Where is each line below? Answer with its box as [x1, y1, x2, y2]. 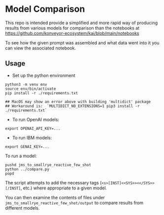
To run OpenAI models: [12, 116, 60, 122]
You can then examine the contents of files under [5, 194, 105, 200]
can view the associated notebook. [5, 45, 76, 51]
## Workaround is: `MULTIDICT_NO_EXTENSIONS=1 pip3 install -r [5, 104, 140, 108]
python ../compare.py [5, 167, 50, 172]
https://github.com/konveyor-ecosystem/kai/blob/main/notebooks [5, 30, 139, 36]
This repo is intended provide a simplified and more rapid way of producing [5, 20, 158, 26]
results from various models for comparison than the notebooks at [5, 25, 139, 31]
